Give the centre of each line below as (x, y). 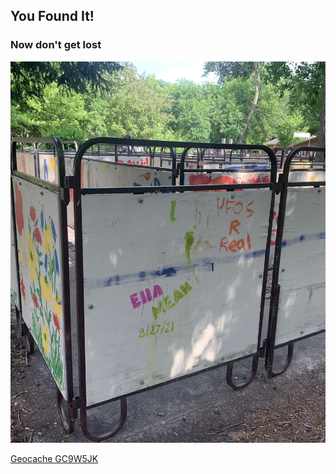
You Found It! (52, 16)
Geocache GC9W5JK (54, 458)
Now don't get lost (56, 45)
